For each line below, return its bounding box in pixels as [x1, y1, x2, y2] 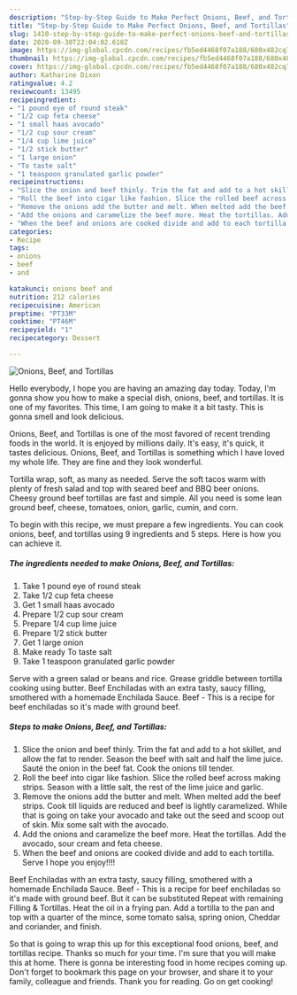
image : [9, 46, 34, 55]
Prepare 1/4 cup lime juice [21, 618, 118, 629]
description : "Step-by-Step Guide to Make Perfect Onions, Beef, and [9, 12, 271, 22]
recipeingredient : [9, 95, 77, 105]
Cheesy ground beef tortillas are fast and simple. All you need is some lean [9, 493, 283, 503]
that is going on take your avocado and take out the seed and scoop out [21, 810, 285, 820]
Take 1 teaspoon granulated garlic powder [21, 656, 175, 666]
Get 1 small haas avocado [21, 599, 115, 610]
